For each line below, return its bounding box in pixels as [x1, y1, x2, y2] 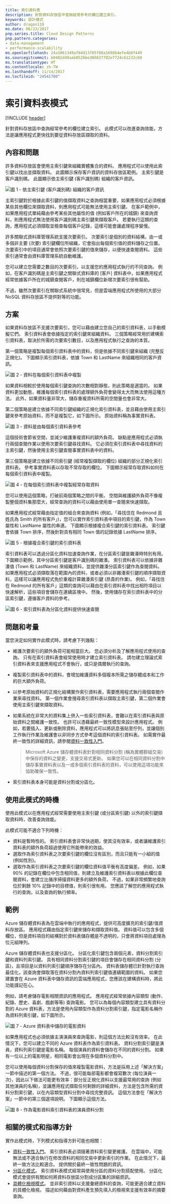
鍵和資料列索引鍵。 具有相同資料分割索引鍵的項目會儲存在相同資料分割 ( [5, 956, 157, 962]
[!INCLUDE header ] [5, 114, 46, 121]
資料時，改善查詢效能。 [9, 816, 59, 823]
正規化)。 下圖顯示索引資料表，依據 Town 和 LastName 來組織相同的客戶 [5, 355, 158, 361]
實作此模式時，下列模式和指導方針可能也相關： [5, 1138, 103, 1144]
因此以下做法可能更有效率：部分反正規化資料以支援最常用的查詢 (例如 [16, 1076, 162, 1082]
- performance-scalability [5, 45, 63, 51]
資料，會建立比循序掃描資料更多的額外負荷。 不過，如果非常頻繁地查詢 [17, 876, 166, 883]
